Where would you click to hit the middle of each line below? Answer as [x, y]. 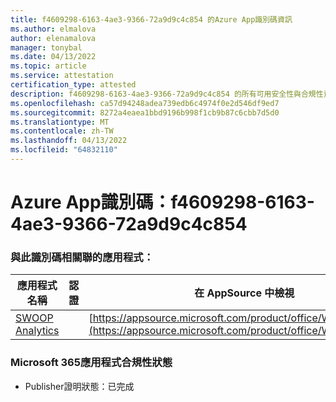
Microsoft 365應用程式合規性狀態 [91, 363]
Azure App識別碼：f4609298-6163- [162, 202]
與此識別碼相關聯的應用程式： [82, 257]
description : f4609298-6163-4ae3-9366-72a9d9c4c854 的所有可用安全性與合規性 [167, 94]
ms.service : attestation [62, 76]
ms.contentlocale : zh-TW [62, 131]
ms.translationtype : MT [60, 122]
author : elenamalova [53, 38]
